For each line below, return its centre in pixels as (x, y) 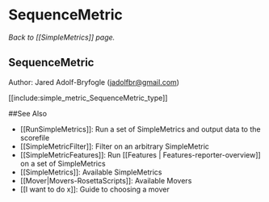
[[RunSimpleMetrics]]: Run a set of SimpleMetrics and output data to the (140, 129)
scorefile (35, 137)
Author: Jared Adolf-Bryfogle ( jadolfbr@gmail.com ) (94, 82)
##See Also (27, 113)
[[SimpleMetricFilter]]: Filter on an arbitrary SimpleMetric (115, 146)
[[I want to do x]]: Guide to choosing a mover (95, 189)
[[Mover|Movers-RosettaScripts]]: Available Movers (106, 180)
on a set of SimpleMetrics (63, 163)
